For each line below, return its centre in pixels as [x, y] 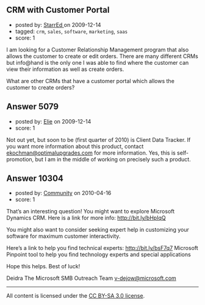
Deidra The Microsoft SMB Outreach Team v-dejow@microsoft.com [92, 278]
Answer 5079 [33, 107]
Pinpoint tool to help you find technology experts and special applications [99, 255]
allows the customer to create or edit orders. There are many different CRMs [102, 56]
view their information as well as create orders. [65, 69]
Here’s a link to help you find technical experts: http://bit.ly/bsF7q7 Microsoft [102, 248]
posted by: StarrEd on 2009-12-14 [58, 24]
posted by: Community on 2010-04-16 [63, 193]
